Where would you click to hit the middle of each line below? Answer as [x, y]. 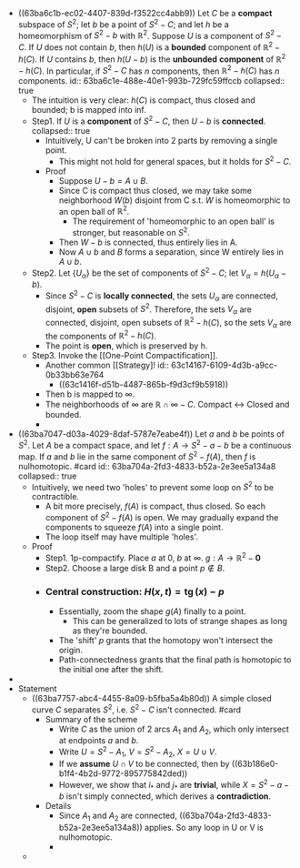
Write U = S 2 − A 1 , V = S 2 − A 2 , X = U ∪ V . [138, 752]
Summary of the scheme [91, 719]
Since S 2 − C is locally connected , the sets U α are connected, [162, 296]
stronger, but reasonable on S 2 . [131, 232]
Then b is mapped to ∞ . [90, 394]
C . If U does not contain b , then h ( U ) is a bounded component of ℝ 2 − [149, 46]
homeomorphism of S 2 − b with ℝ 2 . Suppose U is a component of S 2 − [150, 35]
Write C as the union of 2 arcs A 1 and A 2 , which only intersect [174, 730]
